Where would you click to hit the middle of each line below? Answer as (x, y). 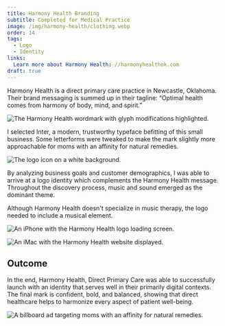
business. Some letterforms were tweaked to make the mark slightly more (111, 139)
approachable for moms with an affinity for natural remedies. (93, 146)
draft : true (24, 71)
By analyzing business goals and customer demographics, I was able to (108, 173)
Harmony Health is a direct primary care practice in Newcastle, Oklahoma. (112, 91)
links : (16, 58)
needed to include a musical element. (60, 215)
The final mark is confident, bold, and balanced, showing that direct (103, 294)
